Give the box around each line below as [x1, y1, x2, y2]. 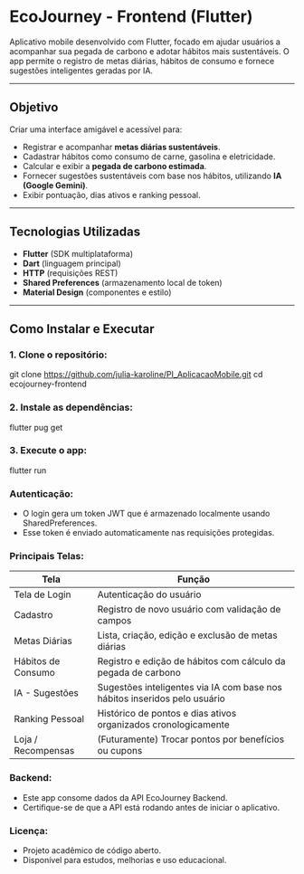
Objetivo [9, 100, 59, 115]
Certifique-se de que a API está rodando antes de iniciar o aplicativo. [22, 802, 280, 812]
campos [97, 614, 132, 627]
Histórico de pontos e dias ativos [97, 708, 237, 720]
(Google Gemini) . [22, 179, 89, 191]
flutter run [9, 464, 47, 476]
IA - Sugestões [14, 687, 80, 699]
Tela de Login [14, 588, 71, 601]
